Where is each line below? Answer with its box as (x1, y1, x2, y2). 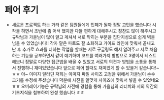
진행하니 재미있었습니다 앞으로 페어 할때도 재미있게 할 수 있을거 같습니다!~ (17, 65, 160, 70)
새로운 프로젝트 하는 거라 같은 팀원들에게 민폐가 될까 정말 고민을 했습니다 (11, 22, 151, 28)
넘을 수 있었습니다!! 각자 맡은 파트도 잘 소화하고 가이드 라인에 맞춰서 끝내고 (11, 40, 155, 46)
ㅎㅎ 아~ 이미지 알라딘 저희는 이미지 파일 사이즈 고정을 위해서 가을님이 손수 (11, 71, 156, 77)
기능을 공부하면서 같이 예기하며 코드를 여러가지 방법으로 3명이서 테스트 (21, 52, 157, 58)
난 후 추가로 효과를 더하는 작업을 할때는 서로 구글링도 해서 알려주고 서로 (11, 46, 149, 52)
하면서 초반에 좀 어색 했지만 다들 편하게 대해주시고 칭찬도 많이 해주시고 (21, 28, 157, 33)
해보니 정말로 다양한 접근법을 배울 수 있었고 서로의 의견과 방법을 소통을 (11, 59, 147, 65)
